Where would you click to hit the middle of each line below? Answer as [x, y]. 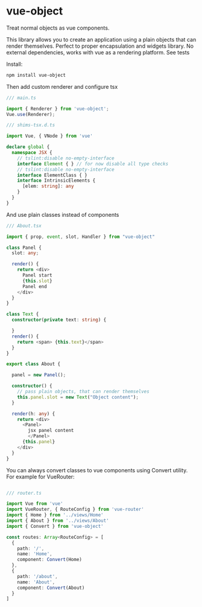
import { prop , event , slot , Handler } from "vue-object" [80, 237]
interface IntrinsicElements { [56, 181]
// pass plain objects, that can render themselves [83, 392]
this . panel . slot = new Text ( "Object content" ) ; [78, 397]
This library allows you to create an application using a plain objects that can [101, 39]
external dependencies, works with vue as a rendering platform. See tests [98, 52]
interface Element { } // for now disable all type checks [93, 164]
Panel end [34, 286]
